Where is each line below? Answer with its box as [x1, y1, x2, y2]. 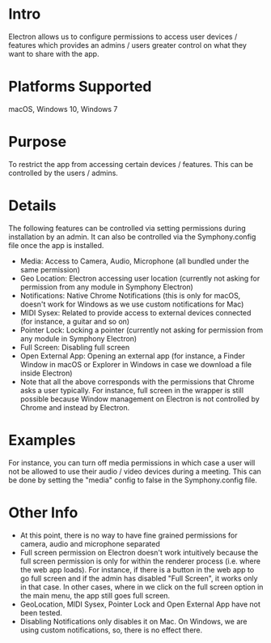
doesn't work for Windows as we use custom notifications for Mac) [19, 299, 244, 309]
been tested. [19, 607, 63, 617]
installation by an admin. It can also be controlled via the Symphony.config [8, 232, 256, 242]
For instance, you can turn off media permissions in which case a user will [8, 457, 256, 467]
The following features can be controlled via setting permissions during [8, 223, 246, 233]
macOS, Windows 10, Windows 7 [8, 104, 118, 114]
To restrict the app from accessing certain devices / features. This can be [8, 159, 253, 169]
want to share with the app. [8, 49, 100, 58]
